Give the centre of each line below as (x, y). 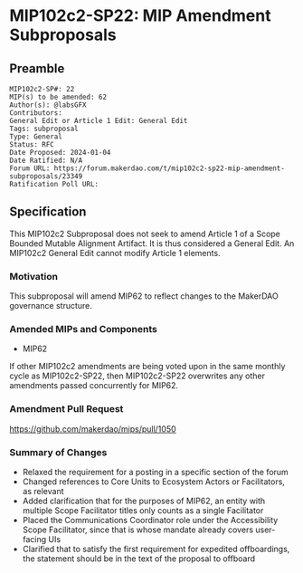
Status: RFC (32, 145)
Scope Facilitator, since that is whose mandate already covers (138, 530)
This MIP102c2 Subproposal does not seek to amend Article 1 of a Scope (145, 234)
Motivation (34, 276)
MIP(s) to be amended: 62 (58, 97)
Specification (48, 212)
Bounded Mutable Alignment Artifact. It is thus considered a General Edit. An (152, 243)
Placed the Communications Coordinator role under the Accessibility (150, 520)
